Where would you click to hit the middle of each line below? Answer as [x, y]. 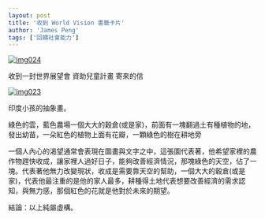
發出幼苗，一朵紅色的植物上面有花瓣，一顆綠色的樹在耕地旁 [105, 135]
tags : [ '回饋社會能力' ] [43, 37]
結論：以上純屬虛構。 [43, 208]
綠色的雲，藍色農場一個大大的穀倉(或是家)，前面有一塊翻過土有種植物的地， [132, 125]
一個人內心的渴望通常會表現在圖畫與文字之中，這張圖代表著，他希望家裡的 [129, 151]
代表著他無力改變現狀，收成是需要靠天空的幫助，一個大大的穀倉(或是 [134, 171]
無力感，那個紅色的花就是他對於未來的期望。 [101, 191]
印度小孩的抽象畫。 [39, 108]
